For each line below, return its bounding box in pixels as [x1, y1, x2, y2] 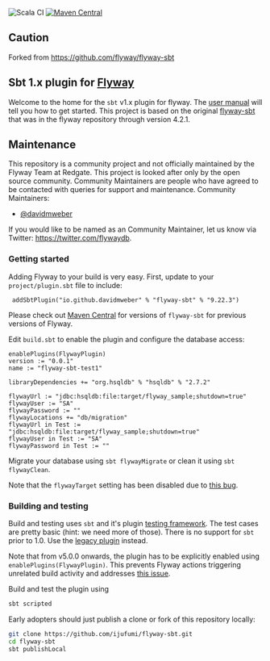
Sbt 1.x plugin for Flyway [8, 76, 135, 90]
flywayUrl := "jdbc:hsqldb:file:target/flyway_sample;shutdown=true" [8, 392, 247, 400]
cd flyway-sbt [8, 638, 56, 646]
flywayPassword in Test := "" [8, 441, 110, 450]
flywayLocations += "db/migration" [8, 413, 128, 421]
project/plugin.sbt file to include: [8, 280, 123, 290]
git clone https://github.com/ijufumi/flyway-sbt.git [8, 630, 193, 638]
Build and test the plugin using [8, 584, 110, 594]
